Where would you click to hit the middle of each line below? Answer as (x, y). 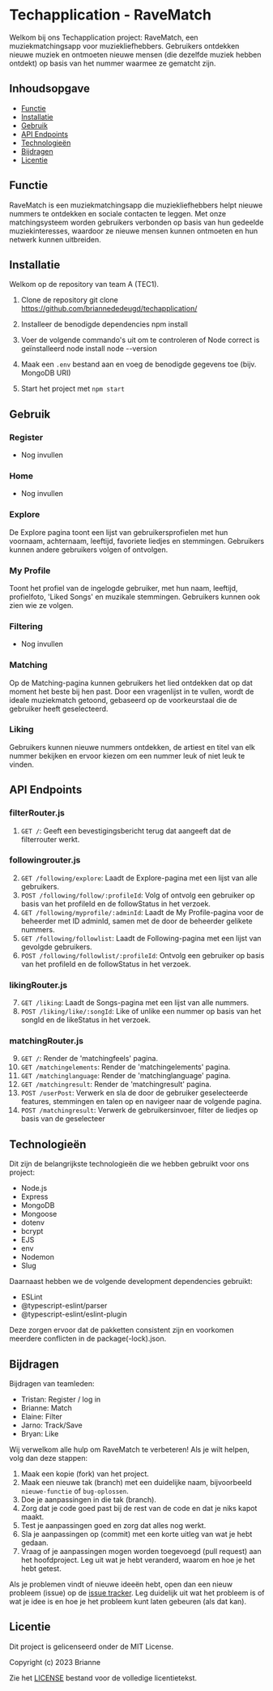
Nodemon (38, 1257)
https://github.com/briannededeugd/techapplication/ (109, 309)
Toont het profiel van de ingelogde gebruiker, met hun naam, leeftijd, (124, 588)
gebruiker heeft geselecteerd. (59, 709)
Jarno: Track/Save (52, 1425)
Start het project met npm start (73, 389)
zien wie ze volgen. (41, 605)
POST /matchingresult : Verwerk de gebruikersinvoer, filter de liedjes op (139, 1110)
